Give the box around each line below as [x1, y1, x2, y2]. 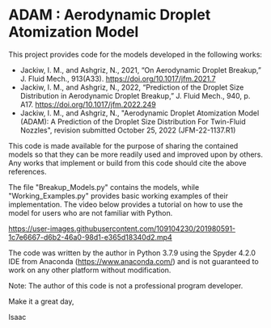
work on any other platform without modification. [8, 265, 171, 275]
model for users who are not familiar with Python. [8, 208, 173, 217]
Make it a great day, [8, 296, 74, 306]
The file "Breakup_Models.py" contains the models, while [8, 182, 200, 191]
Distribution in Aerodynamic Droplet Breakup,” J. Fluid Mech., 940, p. [19, 90, 251, 100]
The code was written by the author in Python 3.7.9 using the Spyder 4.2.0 [8, 248, 256, 258]
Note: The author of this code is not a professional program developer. [8, 280, 243, 290]
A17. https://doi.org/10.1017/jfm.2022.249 [19, 99, 156, 109]
